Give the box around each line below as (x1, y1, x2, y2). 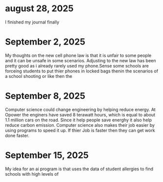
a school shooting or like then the (5, 73, 72, 79)
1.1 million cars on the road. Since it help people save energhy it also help (5, 117, 152, 123)
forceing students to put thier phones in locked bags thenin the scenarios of (5, 68, 158, 74)
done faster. (5, 133, 29, 138)
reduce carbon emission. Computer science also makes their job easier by (5, 122, 155, 128)
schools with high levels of (5, 171, 59, 177)
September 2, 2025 (5, 36, 86, 47)
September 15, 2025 (5, 150, 89, 160)
